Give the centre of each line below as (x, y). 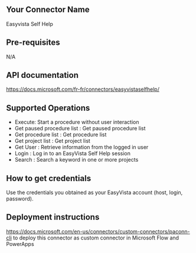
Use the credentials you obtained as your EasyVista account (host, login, (94, 193)
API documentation (42, 75)
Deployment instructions (53, 217)
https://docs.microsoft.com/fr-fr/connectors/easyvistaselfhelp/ (83, 89)
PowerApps (20, 244)
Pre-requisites (33, 43)
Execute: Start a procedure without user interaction (77, 122)
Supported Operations (48, 108)
